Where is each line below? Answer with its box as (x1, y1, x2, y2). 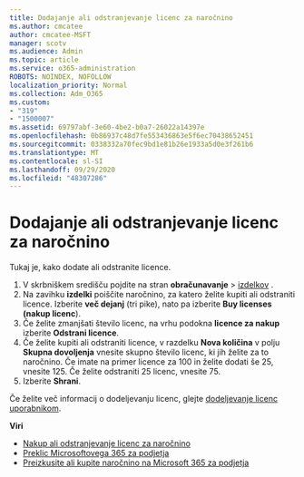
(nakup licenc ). (22, 308, 82, 319)
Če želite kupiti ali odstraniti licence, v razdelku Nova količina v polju (22, 337, 280, 348)
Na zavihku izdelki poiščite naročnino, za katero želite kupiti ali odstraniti (22, 289, 296, 300)
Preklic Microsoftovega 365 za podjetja (22, 448, 170, 459)
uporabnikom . (9, 403, 62, 414)
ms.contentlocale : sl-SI (9, 156, 103, 166)
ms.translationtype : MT (9, 148, 100, 157)
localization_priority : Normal (9, 81, 128, 90)
